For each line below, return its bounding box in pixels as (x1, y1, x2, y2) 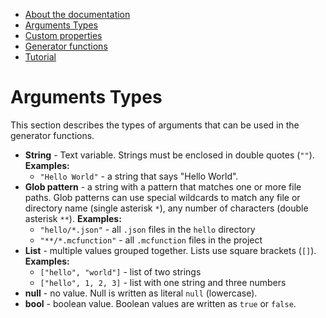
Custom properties (24, 30, 103, 41)
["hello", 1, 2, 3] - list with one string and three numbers (39, 276, 287, 288)
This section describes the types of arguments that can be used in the (10, 119, 300, 131)
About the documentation (24, 9, 131, 20)
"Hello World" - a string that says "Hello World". (39, 170, 239, 182)
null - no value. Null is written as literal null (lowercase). (24, 287, 258, 299)
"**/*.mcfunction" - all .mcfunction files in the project (39, 234, 263, 246)
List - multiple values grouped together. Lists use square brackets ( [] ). (24, 244, 317, 256)
